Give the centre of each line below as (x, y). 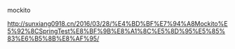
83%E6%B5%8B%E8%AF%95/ (53, 38)
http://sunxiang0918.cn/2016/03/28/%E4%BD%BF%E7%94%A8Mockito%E (117, 23)
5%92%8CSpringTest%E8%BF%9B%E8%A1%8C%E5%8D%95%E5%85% (116, 31)
